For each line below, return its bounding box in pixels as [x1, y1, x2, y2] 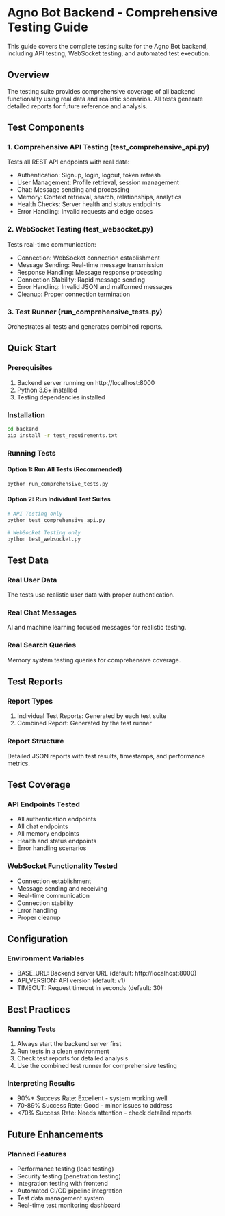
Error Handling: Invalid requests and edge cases [16, 208, 153, 216]
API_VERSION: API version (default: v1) [16, 976, 126, 984]
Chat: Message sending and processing [16, 186, 130, 194]
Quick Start [7, 343, 57, 354]
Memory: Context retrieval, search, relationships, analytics [16, 193, 182, 201]
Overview [7, 69, 50, 81]
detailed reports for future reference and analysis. [7, 101, 148, 110]
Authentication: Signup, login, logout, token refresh [16, 171, 161, 179]
